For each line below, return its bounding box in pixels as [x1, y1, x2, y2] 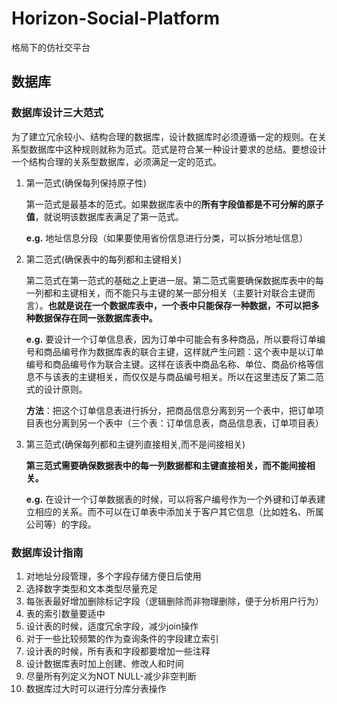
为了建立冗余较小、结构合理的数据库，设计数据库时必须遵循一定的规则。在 [11, 130, 318, 142]
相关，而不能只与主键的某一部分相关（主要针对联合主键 [78, 287, 307, 299]
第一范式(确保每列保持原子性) [25, 177, 148, 189]
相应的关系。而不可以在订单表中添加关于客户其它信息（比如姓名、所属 [34, 505, 324, 517]
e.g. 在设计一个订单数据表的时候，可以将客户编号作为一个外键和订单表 [25, 493, 318, 505]
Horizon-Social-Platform [11, 7, 221, 30]
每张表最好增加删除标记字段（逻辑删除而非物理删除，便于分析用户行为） [25, 595, 324, 607]
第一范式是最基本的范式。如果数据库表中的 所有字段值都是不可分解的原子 [25, 198, 324, 210]
